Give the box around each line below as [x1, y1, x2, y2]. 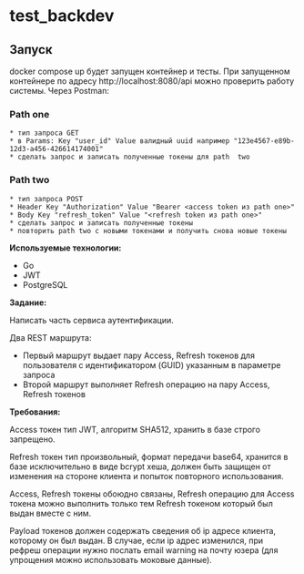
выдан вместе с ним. [9, 507, 92, 518]
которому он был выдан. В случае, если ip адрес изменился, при [9, 535, 264, 546]
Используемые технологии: [9, 242, 122, 253]
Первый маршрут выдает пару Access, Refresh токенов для [22, 350, 255, 361]
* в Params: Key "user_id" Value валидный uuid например [9, 137, 230, 146]
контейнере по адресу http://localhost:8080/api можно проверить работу [9, 76, 295, 87]
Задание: [9, 297, 47, 308]
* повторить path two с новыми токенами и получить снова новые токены [9, 226, 287, 235]
